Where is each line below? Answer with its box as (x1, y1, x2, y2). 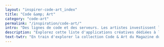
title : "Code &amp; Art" (5, 12, 56, 17)
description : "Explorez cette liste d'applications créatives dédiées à (5, 30, 156, 35)
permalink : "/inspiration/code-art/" (5, 21, 82, 26)
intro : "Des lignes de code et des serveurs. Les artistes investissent (5, 25, 156, 30)
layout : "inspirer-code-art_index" (5, 7, 78, 12)
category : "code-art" (5, 16, 49, 21)
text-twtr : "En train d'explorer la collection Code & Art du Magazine (5, 35, 154, 40)
